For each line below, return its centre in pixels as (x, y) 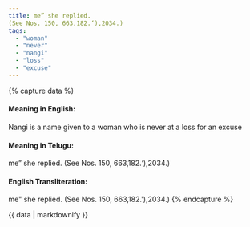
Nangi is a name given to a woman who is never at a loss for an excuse (125, 127)
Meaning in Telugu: (41, 145)
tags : (17, 30)
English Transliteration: (48, 181)
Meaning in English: (42, 109)
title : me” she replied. (50, 16)
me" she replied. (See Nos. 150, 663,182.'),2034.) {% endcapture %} (121, 199)
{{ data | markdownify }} (48, 215)
